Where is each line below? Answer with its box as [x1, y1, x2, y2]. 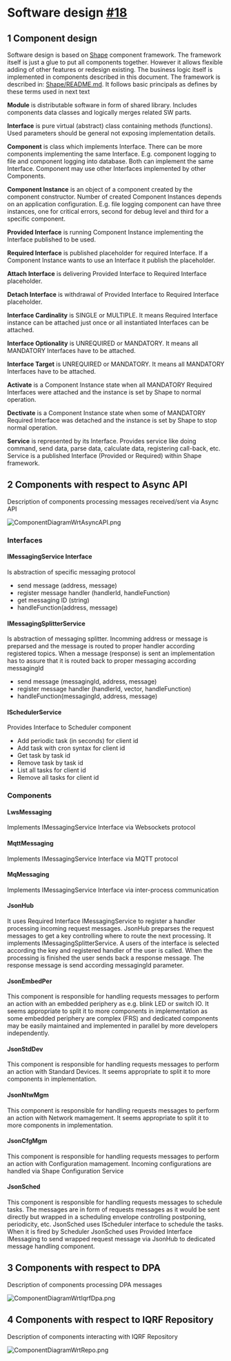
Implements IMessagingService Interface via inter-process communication [7, 886, 219, 894]
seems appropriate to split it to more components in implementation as [7, 1007, 208, 1015]
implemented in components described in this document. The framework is [7, 73, 221, 81]
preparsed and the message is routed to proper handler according [7, 642, 195, 650]
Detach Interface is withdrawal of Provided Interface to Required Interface [7, 291, 219, 298]
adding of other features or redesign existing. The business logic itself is [7, 66, 213, 73]
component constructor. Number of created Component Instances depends [7, 192, 222, 201]
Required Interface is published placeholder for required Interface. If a [7, 249, 208, 257]
